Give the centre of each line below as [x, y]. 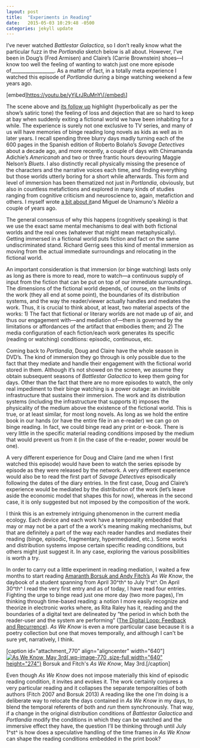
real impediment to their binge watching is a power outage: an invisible [93, 389]
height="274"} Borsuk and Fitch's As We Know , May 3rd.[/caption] [88, 664]
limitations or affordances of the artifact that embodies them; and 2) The [95, 327]
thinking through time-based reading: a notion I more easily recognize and [98, 602]
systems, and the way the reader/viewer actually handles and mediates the [98, 301]
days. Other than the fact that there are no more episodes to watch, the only [100, 382]
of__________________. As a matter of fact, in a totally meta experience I [92, 71]
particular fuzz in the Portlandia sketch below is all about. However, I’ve [94, 52]
